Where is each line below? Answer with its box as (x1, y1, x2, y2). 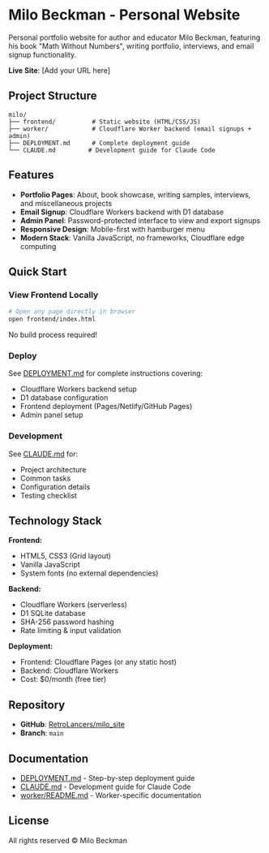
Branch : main (19, 728, 64, 738)
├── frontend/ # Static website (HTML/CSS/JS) (8, 118, 201, 126)
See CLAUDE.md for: (8, 449, 79, 459)
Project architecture (19, 464, 87, 474)
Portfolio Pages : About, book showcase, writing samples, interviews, (19, 189, 251, 200)
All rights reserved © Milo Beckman (8, 835, 128, 845)
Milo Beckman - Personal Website (8, 6, 241, 24)
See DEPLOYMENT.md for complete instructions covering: (8, 368, 203, 378)
